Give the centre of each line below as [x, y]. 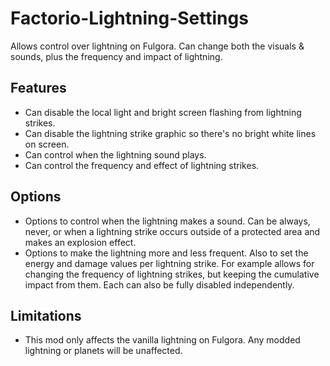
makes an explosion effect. [80, 242]
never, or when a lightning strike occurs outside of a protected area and [172, 231]
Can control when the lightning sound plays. [115, 154]
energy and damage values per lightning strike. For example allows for [169, 263]
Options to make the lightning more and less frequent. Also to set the [166, 253]
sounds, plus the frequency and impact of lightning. [116, 56]
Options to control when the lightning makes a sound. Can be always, [167, 221]
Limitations [46, 315]
